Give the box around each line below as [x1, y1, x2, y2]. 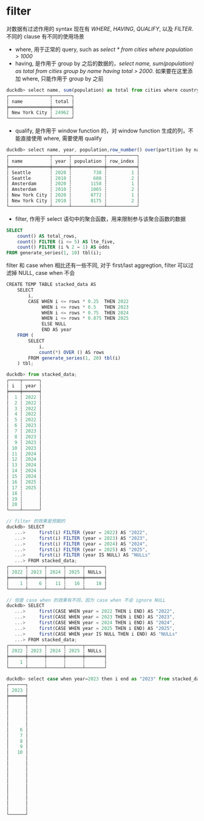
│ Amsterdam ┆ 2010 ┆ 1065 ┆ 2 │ [6, 187, 140, 193]
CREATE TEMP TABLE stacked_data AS [6, 282, 97, 288]
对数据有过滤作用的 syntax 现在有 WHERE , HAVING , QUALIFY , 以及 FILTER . [6, 25, 194, 32]
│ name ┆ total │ [6, 99, 75, 105]
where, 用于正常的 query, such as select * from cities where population [15, 46, 193, 53]
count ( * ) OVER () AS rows [38, 349, 104, 355]
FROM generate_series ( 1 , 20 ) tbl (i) [28, 355, 121, 361]
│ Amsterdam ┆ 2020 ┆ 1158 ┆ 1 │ [6, 181, 140, 187]
